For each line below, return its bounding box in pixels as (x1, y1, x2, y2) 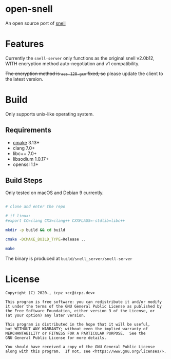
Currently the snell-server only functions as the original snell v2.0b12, (5, 55, 155, 61)
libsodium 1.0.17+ (12, 156, 49, 162)
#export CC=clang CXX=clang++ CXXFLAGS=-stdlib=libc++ (5, 218, 125, 223)
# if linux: (5, 214, 31, 219)
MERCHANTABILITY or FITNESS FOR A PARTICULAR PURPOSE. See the (5, 331, 146, 336)
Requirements (5, 126, 51, 135)
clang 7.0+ (12, 145, 35, 151)
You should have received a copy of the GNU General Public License (5, 344, 155, 349)
